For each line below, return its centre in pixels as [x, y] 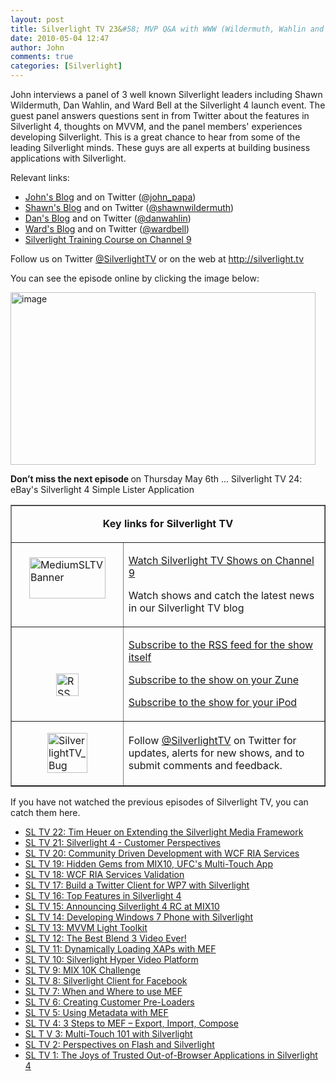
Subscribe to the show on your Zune [214, 679]
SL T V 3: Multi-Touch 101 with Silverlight [108, 1034]
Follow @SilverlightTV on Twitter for [212, 740]
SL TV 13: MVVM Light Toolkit [86, 927]
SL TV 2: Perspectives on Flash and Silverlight [119, 1044]
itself [140, 657]
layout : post [37, 19]
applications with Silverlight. [68, 158]
